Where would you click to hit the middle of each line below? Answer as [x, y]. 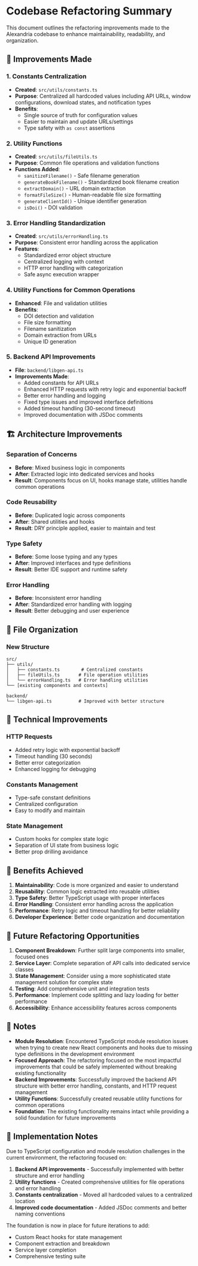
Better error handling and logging [65, 395]
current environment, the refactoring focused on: [66, 1157]
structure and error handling [50, 1175]
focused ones [32, 957]
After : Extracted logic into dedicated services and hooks [84, 474]
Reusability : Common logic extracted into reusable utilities [87, 892]
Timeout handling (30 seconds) [54, 756]
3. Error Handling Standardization [56, 223]
